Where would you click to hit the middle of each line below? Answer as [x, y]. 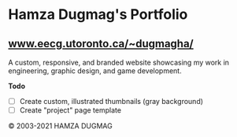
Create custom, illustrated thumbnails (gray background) [111, 101]
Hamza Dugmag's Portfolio [98, 15]
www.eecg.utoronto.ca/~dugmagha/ [101, 44]
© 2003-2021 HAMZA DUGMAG [60, 126]
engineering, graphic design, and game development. [95, 71]
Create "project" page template [70, 110]
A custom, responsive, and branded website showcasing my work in [119, 62]
